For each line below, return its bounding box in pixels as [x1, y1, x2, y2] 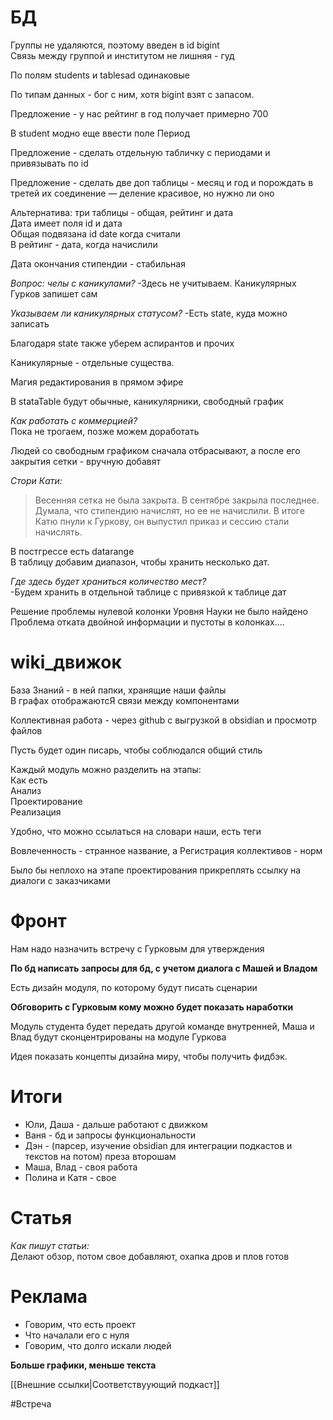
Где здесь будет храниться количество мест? [10, 575, 207, 587]
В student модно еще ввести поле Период [10, 127, 191, 139]
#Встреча [10, 1397, 52, 1410]
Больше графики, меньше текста [10, 1359, 157, 1371]
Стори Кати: [10, 474, 63, 486]
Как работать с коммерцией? [10, 414, 138, 426]
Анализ [10, 784, 42, 796]
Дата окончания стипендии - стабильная [10, 257, 186, 270]
